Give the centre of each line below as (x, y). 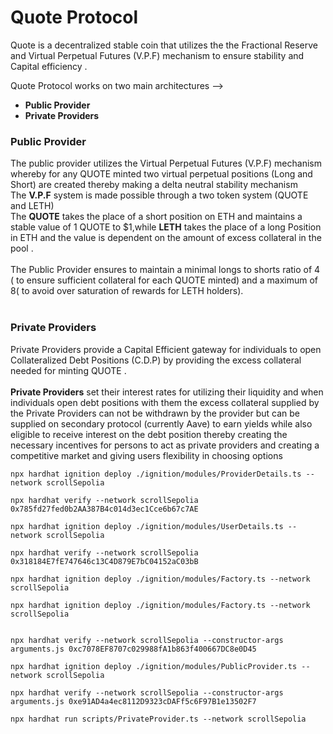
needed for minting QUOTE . (68, 370)
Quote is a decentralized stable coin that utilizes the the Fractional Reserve (164, 45)
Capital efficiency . (49, 66)
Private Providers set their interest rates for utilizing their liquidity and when (167, 392)
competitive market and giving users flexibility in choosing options (146, 455)
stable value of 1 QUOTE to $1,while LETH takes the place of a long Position (166, 227)
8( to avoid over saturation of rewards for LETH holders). (127, 291)
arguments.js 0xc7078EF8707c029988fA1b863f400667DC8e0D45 (133, 649)
